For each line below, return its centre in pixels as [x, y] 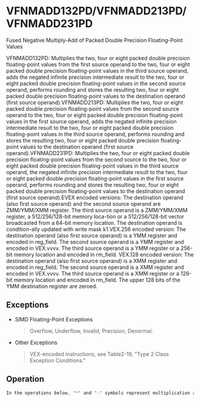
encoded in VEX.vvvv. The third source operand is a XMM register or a [93, 273]
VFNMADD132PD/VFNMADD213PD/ [96, 11]
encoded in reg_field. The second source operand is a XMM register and [95, 267]
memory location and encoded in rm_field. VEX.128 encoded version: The [104, 254]
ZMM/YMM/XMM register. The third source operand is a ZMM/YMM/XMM [97, 210]
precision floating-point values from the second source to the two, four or [96, 159]
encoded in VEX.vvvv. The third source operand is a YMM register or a [93, 248]
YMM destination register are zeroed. [52, 286]
